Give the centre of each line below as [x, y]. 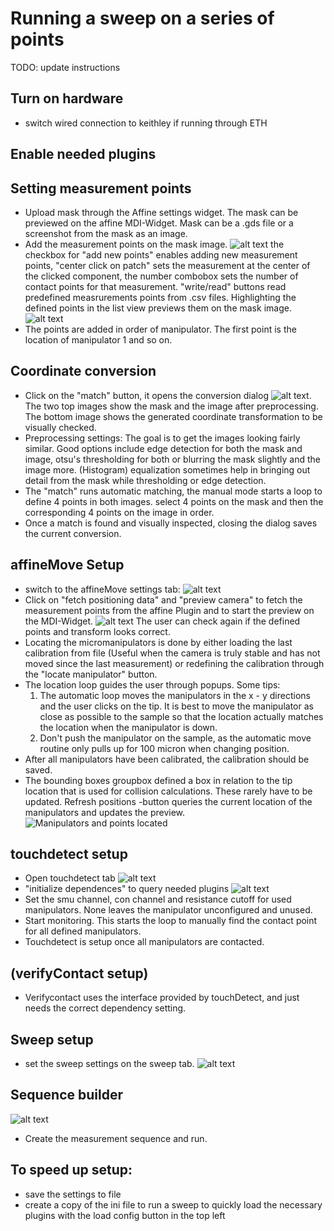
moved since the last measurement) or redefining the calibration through [174, 663]
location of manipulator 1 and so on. [98, 339]
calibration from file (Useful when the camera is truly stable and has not [172, 653]
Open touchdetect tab [70, 878]
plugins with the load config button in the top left [125, 1215]
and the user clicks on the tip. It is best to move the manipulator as [176, 706]
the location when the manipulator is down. [128, 727]
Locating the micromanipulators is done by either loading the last [158, 642]
